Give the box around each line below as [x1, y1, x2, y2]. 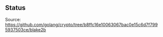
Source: [5, 16, 21, 22]
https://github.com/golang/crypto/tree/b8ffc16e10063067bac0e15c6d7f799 [5, 22, 158, 27]
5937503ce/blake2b [5, 26, 46, 33]
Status [5, 4, 26, 12]
